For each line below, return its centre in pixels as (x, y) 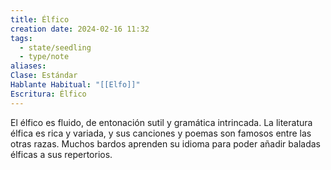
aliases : (28, 66)
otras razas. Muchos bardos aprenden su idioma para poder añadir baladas (165, 143)
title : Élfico (40, 19)
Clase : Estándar (44, 76)
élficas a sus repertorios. (61, 154)
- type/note (44, 57)
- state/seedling (55, 47)
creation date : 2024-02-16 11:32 (80, 29)
